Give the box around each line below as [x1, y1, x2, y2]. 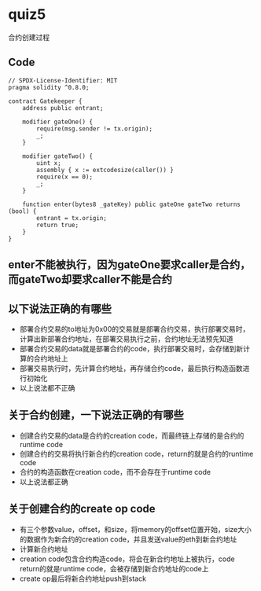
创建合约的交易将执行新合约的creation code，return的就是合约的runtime [19, 449, 254, 458]
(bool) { [8, 207, 37, 215]
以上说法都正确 [19, 477, 68, 486]
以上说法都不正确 [19, 383, 75, 392]
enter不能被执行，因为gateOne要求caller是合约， [8, 258, 251, 272]
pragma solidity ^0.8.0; [8, 83, 90, 91]
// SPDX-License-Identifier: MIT [8, 76, 118, 84]
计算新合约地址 [19, 544, 68, 553]
